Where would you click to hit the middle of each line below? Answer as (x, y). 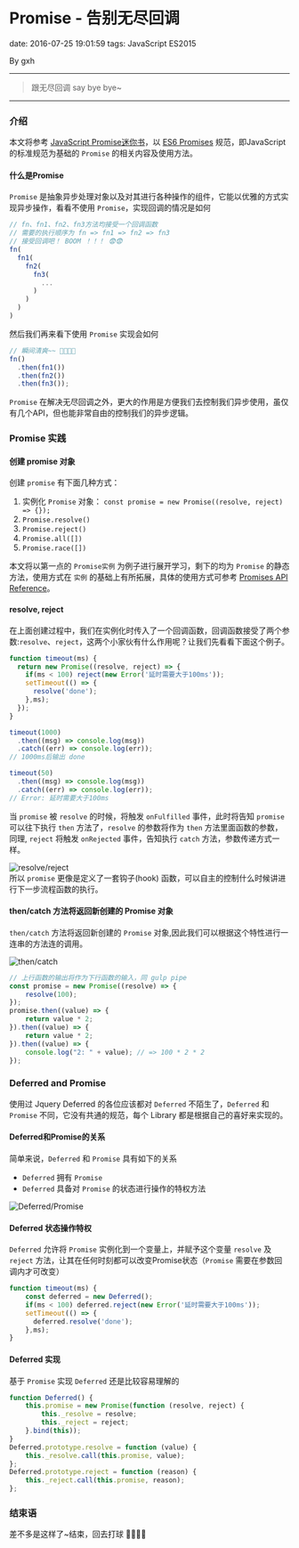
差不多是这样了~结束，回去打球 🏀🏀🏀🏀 (78, 1534)
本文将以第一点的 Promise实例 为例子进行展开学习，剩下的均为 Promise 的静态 (149, 566)
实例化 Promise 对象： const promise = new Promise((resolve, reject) (152, 502)
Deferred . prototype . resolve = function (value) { (103, 1447)
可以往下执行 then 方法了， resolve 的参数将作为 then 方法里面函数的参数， (146, 827)
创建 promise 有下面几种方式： (65, 482)
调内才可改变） (36, 1272)
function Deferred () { (51, 1398)
